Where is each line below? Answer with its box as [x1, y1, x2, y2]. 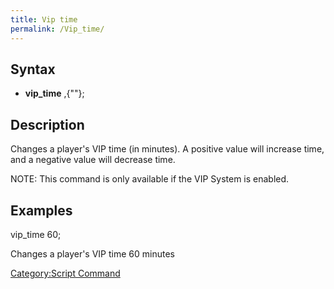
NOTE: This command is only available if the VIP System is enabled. [10, 173, 290, 185]
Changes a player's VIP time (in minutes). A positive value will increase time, [10, 143, 325, 155]
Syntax [10, 61, 56, 78]
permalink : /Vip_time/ [10, 24, 105, 34]
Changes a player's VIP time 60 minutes [10, 247, 175, 260]
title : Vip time [10, 14, 78, 25]
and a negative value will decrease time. [10, 154, 176, 166]
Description [10, 116, 85, 133]
